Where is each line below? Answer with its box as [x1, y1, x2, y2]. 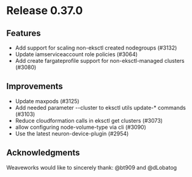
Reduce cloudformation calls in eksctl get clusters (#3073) [15, 117, 163, 124]
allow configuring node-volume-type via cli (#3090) [15, 123, 147, 131]
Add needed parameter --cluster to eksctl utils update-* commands [15, 104, 186, 111]
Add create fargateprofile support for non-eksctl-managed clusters [15, 57, 185, 64]
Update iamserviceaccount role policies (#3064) [15, 51, 138, 58]
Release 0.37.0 [6, 4, 83, 18]
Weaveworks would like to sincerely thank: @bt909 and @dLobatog [6, 164, 177, 171]
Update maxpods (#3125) [15, 97, 79, 104]
